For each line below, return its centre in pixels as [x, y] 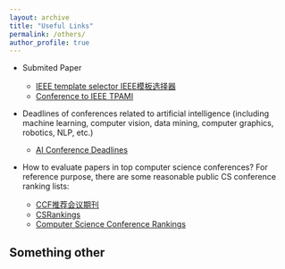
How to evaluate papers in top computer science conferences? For [145, 167]
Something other [57, 252]
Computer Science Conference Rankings [110, 224]
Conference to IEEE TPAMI [84, 97]
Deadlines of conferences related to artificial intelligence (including [146, 113]
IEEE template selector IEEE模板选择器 [105, 87]
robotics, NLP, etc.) [58, 133]
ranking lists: [46, 186]
